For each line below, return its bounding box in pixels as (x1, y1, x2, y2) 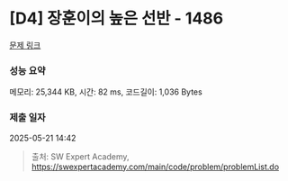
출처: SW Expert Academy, (31, 150, 130, 162)
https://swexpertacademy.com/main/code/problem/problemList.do (31, 161, 280, 172)
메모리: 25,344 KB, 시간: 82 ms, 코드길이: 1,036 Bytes (9, 86, 202, 97)
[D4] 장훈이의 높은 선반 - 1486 (9, 8, 224, 29)
